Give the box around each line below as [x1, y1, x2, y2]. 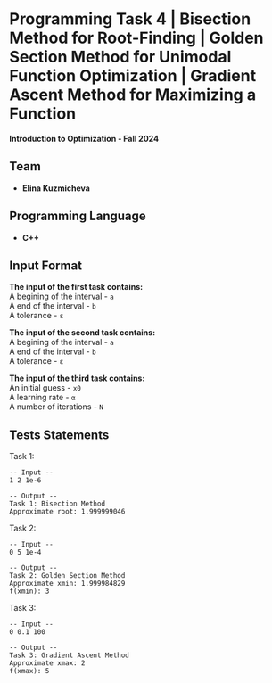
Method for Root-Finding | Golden [9, 28, 265, 48]
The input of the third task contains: [9, 373, 145, 383]
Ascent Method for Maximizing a [9, 85, 257, 105]
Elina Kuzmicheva [21, 183, 91, 193]
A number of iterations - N [9, 401, 104, 412]
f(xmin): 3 [9, 587, 50, 597]
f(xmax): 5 [9, 667, 50, 676]
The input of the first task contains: [9, 282, 144, 292]
